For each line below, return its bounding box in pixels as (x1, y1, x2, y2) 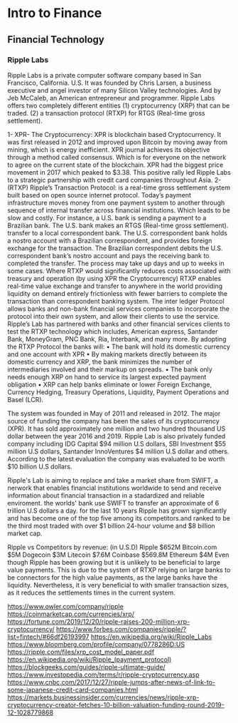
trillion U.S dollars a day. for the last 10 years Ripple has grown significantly (7, 506, 227, 515)
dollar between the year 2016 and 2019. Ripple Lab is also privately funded (7, 431, 226, 440)
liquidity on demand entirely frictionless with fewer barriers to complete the (7, 289, 228, 297)
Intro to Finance (7, 5, 102, 21)
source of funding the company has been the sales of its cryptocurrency (7, 416, 220, 425)
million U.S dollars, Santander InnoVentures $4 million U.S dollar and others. (7, 447, 229, 456)
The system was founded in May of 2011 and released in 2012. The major (7, 409, 221, 418)
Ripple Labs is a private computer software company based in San (7, 71, 202, 79)
